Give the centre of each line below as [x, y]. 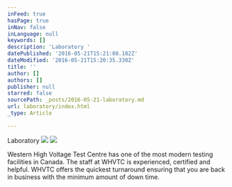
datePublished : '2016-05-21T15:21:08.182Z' [73, 54]
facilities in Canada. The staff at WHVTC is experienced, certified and [109, 161]
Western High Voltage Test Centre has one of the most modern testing [110, 154]
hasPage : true [28, 21]
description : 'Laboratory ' [49, 47]
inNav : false [27, 27]
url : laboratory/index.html [49, 107]
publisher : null [31, 87]
